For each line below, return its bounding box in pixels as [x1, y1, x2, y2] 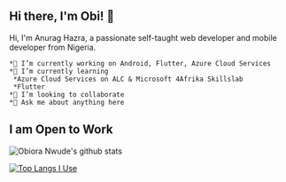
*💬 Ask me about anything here [9, 98, 125, 107]
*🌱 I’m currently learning [9, 67, 109, 75]
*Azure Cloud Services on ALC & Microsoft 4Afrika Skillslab [12, 75, 243, 83]
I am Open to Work [9, 122, 113, 138]
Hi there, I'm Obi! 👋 [9, 9, 115, 24]
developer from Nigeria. [9, 42, 97, 52]
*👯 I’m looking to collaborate [9, 90, 125, 99]
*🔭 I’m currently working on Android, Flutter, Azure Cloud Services [9, 59, 272, 67]
